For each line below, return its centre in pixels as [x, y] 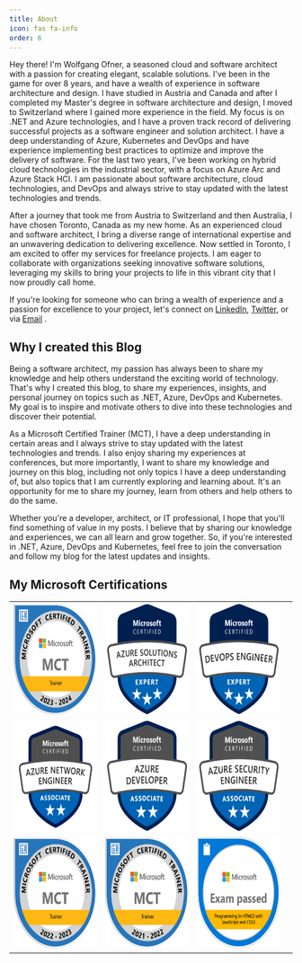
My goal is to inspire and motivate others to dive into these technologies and [151, 407]
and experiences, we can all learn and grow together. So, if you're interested [151, 537]
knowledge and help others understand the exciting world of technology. [144, 378]
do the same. [34, 501]
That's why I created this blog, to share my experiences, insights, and [138, 388]
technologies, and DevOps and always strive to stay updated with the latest [149, 189]
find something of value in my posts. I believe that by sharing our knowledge [151, 528]
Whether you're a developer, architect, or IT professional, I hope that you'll [147, 518]
